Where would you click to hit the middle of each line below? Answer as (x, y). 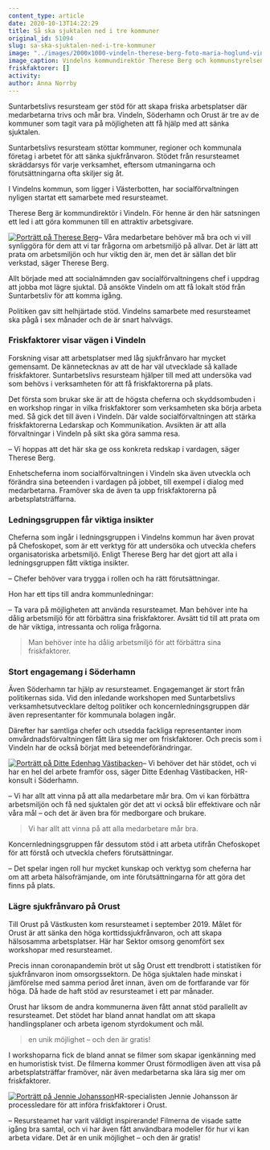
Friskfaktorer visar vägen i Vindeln (77, 341)
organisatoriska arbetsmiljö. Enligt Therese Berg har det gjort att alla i (123, 554)
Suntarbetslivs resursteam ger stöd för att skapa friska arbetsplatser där (128, 106)
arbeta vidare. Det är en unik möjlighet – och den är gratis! (104, 1137)
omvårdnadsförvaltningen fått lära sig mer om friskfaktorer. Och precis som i (135, 739)
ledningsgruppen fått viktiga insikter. (69, 563)
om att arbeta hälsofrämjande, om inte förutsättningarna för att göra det (127, 877)
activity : (25, 76)
